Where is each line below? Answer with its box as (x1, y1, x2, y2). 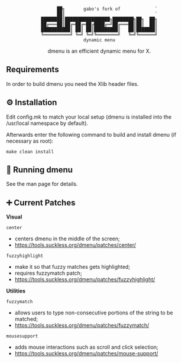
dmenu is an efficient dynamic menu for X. (47, 47, 151, 54)
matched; (14, 316, 38, 323)
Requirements (6, 65, 59, 75)
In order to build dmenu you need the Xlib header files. (6, 80, 139, 87)
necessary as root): (6, 137, 54, 144)
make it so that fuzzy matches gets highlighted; (14, 264, 131, 271)
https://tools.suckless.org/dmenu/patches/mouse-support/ (14, 350, 158, 357)
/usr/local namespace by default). (6, 120, 89, 127)
